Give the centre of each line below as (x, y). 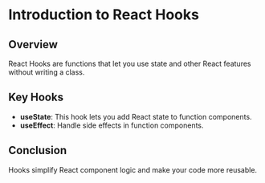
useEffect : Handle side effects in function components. (112, 125)
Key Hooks (36, 98)
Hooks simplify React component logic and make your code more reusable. (133, 169)
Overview (33, 45)
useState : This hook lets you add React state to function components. (136, 116)
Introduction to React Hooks (104, 15)
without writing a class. (47, 72)
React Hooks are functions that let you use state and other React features (130, 63)
